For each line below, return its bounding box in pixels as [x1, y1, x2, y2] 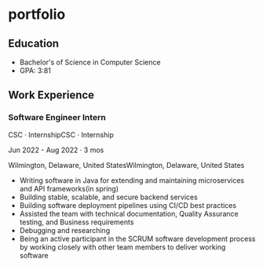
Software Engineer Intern [8, 112, 106, 123]
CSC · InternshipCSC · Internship [8, 129, 114, 139]
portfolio [8, 5, 66, 24]
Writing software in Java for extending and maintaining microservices [19, 175, 245, 185]
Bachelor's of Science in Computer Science [19, 57, 161, 67]
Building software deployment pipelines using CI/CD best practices [19, 200, 237, 210]
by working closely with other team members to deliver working [19, 242, 226, 252]
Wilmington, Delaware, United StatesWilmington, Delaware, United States [8, 160, 245, 169]
